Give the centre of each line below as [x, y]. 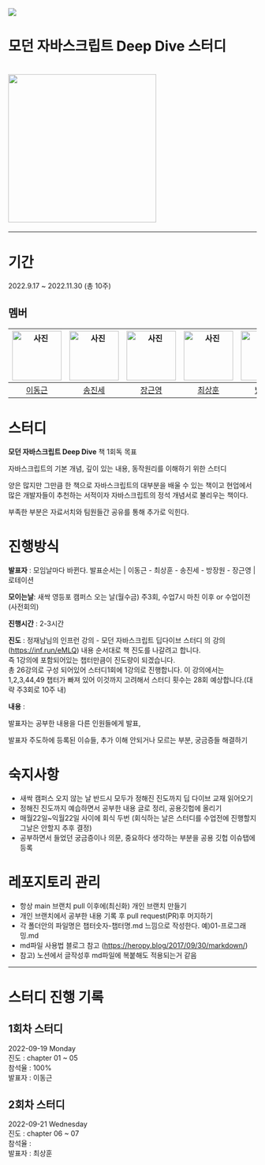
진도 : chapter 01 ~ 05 [43, 1058]
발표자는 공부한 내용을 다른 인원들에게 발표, [75, 723]
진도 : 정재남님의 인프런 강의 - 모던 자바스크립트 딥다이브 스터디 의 [110, 640]
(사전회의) [24, 607]
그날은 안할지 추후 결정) [56, 828]
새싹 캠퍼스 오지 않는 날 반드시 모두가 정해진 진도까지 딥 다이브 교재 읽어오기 [136, 798]
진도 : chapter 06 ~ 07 [44, 1133]
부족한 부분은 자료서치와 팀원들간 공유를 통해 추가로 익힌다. [99, 512]
